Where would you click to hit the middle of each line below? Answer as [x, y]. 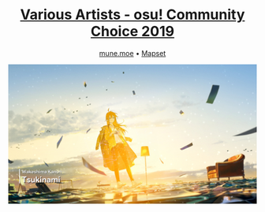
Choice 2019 [132, 32]
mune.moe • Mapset [132, 53]
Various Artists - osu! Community [132, 15]
